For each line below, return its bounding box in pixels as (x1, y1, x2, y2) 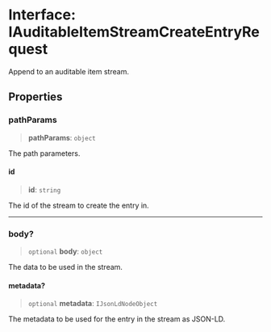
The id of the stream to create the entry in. (8, 200, 149, 210)
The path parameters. (8, 148, 81, 158)
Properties (8, 90, 63, 104)
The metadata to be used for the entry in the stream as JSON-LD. (8, 314, 226, 324)
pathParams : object (27, 132, 96, 142)
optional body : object (27, 246, 103, 256)
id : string (27, 184, 61, 195)
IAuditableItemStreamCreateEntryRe (8, 23, 261, 41)
